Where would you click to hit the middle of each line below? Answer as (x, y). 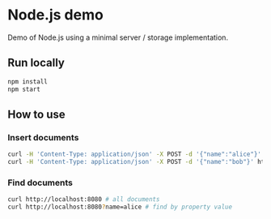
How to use (36, 114)
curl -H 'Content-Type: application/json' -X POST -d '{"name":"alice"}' (135, 155)
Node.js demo (56, 15)
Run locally (36, 63)
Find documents (40, 182)
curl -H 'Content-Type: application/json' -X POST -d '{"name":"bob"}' (131, 162)
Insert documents (43, 137)
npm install (28, 82)
